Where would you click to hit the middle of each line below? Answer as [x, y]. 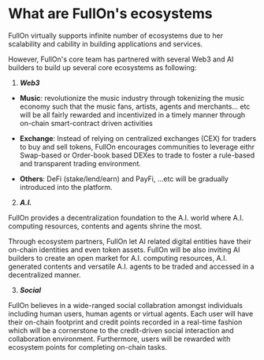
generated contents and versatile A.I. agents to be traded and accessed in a [131, 266]
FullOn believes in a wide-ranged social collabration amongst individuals [125, 305]
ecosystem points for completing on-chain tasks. [88, 347]
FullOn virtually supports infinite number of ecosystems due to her [115, 35]
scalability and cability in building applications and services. [106, 43]
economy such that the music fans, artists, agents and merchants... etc [135, 106]
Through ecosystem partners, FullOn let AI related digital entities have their [130, 241]
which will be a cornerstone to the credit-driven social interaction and [121, 330]
